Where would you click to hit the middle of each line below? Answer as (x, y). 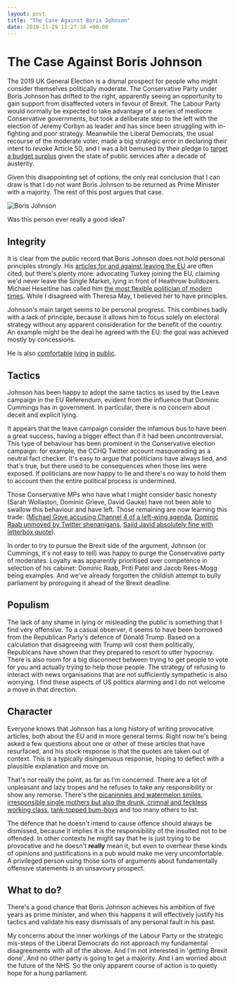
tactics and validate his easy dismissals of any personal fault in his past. (112, 922)
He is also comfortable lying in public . (62, 354)
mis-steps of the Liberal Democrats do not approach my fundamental (108, 943)
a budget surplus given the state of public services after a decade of (107, 156)
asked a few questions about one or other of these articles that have (106, 743)
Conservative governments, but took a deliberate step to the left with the (113, 119)
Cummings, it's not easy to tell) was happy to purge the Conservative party (116, 553)
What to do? (34, 890)
